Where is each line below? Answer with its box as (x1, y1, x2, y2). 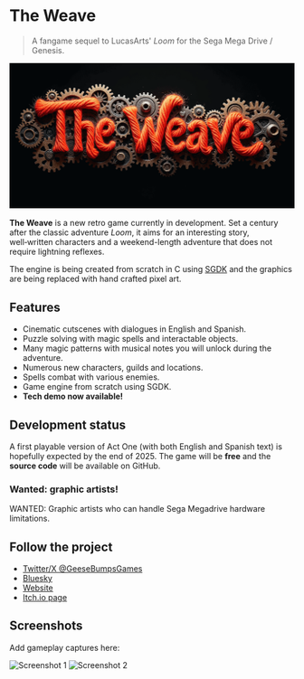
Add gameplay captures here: (9, 642, 120, 653)
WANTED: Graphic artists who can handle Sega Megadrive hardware (9, 504, 265, 514)
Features (9, 299, 61, 315)
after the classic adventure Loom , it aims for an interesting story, (9, 227, 250, 238)
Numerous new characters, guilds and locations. (22, 363, 204, 373)
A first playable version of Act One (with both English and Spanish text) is (9, 440, 283, 452)
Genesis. (31, 44, 65, 55)
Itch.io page (22, 592, 68, 603)
